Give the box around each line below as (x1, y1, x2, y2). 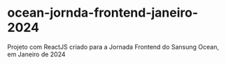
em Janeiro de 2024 (7, 50, 66, 58)
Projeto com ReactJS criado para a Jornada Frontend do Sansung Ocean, (7, 42, 219, 51)
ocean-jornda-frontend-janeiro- (7, 5, 199, 21)
